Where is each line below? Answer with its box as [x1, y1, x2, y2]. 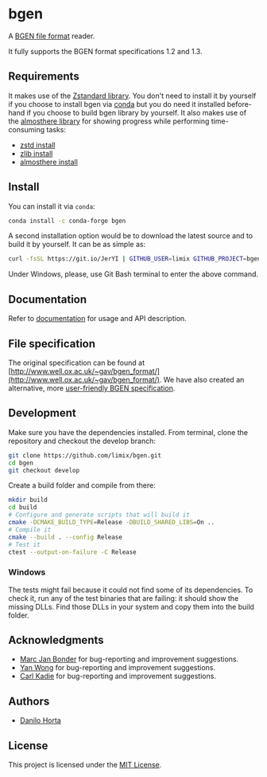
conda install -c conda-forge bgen [8, 217, 126, 225]
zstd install [19, 140, 56, 150]
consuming [8, 124, 45, 134]
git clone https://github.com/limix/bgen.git [8, 451, 161, 459]
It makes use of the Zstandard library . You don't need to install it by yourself [8, 91, 257, 100]
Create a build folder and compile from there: [8, 481, 157, 490]
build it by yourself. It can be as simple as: [8, 240, 145, 249]
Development [8, 406, 77, 420]
